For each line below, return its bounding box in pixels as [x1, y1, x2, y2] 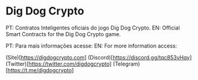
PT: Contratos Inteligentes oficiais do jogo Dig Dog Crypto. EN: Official [5, 24, 180, 31]
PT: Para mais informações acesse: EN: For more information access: [5, 42, 178, 49]
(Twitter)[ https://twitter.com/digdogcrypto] [5, 60, 112, 67]
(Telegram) [113, 60, 140, 67]
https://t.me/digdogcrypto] [7, 66, 74, 73]
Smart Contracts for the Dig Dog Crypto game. [5, 30, 121, 37]
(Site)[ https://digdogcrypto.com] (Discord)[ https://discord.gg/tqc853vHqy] [5, 54, 192, 61]
